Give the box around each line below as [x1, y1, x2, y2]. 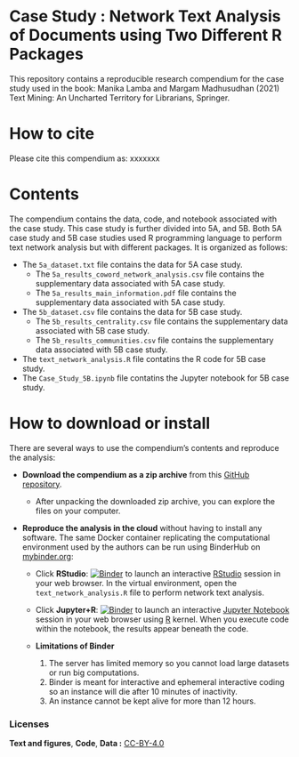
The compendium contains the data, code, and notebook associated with [9, 213, 278, 224]
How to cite [9, 124, 95, 144]
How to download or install [9, 414, 211, 433]
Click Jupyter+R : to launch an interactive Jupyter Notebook [35, 604, 290, 615]
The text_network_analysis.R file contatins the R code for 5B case [21, 353, 266, 364]
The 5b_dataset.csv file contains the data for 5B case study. [21, 306, 243, 317]
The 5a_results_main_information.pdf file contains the [35, 287, 238, 298]
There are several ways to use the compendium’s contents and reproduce [9, 442, 279, 453]
